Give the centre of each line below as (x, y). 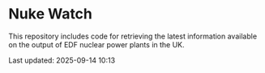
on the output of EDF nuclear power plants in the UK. (96, 44)
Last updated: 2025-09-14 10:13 (62, 60)
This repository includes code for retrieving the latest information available (133, 36)
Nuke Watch (51, 14)
